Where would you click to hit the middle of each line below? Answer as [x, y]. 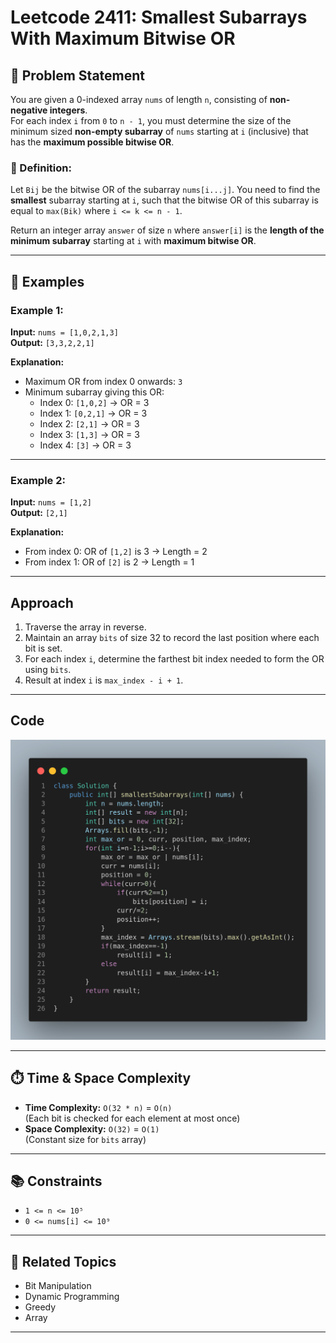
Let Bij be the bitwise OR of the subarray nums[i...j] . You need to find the [165, 190]
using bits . [48, 670]
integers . [68, 110]
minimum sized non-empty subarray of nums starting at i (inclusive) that [159, 131]
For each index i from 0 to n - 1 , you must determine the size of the [151, 120]
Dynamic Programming [72, 1297]
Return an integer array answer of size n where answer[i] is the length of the [167, 230]
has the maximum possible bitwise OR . [92, 142]
